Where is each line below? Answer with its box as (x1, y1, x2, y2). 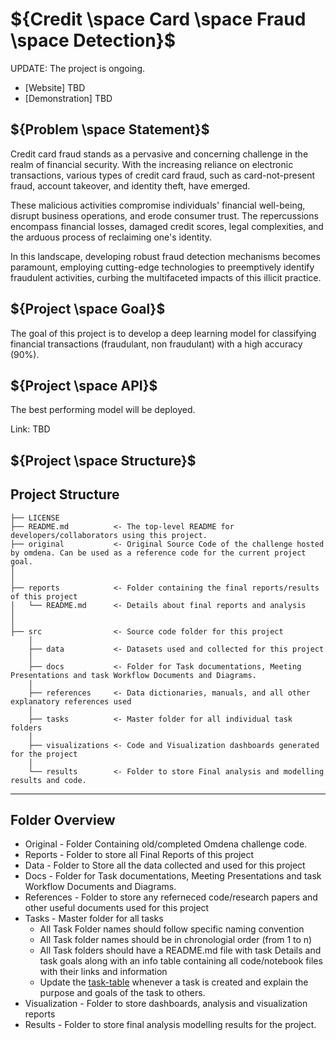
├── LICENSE (10, 513, 60, 523)
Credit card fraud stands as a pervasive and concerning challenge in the (10, 148, 309, 160)
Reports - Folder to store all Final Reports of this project (24, 849, 255, 861)
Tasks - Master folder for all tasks (24, 913, 164, 925)
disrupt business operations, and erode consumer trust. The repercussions (10, 209, 319, 222)
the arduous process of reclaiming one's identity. (10, 231, 213, 243)
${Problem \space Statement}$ (10, 121, 210, 138)
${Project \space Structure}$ (10, 452, 197, 469)
